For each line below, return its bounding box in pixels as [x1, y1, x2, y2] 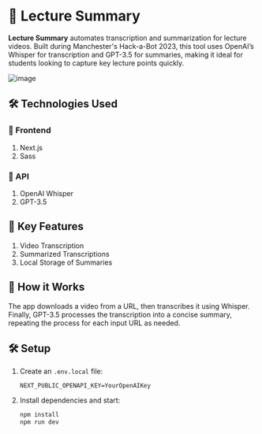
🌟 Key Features [8, 220, 84, 233]
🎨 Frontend [8, 125, 51, 136]
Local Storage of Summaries [19, 258, 113, 267]
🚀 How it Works [8, 280, 85, 294]
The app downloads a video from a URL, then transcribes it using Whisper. [8, 301, 250, 310]
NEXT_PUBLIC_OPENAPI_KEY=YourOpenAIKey [19, 382, 152, 390]
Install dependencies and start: [19, 395, 121, 405]
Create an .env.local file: [19, 366, 103, 377]
